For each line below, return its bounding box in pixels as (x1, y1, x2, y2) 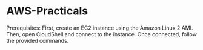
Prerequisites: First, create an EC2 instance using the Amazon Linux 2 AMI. (6, 24, 193, 31)
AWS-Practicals (6, 4, 88, 18)
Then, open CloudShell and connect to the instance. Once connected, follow (6, 30, 197, 37)
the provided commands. (6, 37, 69, 44)
